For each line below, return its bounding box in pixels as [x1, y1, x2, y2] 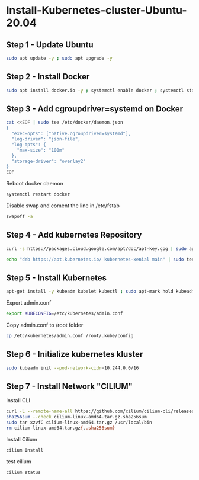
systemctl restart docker [6, 191, 70, 197]
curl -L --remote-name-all [6, 408, 73, 415]
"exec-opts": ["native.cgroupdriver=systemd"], [11, 131, 131, 137]
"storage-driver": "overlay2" [11, 158, 86, 164]
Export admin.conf [6, 299, 52, 306]
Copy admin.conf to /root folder [6, 321, 84, 328]
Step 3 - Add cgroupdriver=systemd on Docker [6, 104, 184, 114]
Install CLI [6, 397, 31, 404]
